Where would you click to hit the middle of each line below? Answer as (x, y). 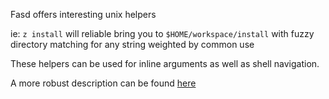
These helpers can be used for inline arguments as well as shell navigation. (165, 63)
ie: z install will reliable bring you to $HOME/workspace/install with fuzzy (162, 33)
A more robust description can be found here (103, 83)
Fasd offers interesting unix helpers (83, 14)
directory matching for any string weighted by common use (132, 44)
